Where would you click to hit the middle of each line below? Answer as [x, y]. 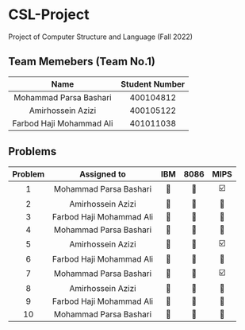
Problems [33, 151]
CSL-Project [49, 15]
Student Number [153, 83]
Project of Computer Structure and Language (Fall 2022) [100, 37]
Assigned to [103, 174]
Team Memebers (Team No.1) [82, 62]
